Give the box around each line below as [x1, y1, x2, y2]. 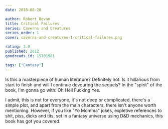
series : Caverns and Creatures [5, 26, 71, 31]
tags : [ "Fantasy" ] [5, 62, 44, 68]
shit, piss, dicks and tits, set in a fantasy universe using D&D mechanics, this [5, 112, 163, 118]
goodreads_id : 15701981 [5, 53, 55, 58]
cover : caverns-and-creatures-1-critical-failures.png [5, 35, 122, 40]
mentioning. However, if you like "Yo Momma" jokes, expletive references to [5, 107, 162, 113]
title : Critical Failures [5, 21, 59, 26]
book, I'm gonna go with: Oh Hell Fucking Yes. [5, 87, 101, 93]
